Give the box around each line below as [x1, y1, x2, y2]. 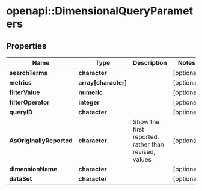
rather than [132, 140, 164, 148]
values [132, 155, 151, 163]
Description [132, 59, 167, 67]
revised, [132, 148, 156, 156]
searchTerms [9, 69, 48, 77]
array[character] [78, 79, 127, 86]
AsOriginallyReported [9, 136, 73, 145]
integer [78, 98, 100, 106]
